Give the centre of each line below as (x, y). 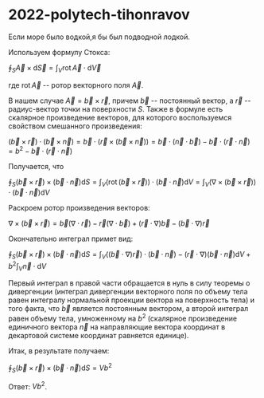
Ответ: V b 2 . (28, 386)
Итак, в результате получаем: (59, 351)
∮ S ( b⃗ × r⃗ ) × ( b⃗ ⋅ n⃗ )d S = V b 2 (60, 368)
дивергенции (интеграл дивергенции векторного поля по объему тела (128, 292)
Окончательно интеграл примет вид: (71, 239)
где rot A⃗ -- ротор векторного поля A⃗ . (76, 85)
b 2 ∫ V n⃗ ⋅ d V (27, 266)
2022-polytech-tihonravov (99, 15)
